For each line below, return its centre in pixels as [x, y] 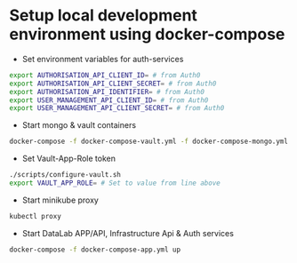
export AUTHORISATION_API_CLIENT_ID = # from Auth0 [105, 75]
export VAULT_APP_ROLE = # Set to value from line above [115, 183]
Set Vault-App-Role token [68, 159]
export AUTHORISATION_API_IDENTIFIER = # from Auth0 [107, 92]
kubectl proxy [36, 216]
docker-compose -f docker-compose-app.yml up [95, 250]
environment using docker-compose [147, 34]
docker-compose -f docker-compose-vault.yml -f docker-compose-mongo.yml [149, 142]
